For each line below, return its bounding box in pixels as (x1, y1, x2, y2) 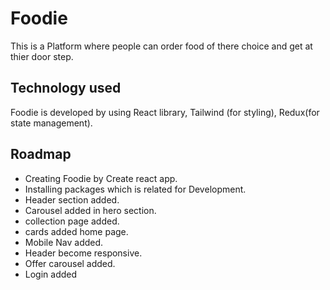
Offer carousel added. (24, 257, 116, 269)
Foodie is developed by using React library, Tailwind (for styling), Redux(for (10, 106, 320, 118)
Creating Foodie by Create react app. (24, 172, 178, 184)
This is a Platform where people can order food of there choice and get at (10, 40, 313, 52)
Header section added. (24, 193, 120, 206)
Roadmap (10, 146, 72, 163)
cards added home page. (24, 225, 129, 237)
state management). (10, 117, 93, 129)
